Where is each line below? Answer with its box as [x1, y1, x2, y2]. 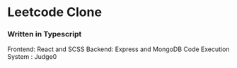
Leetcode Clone [7, 4, 103, 20]
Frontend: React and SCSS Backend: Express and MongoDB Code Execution [7, 45, 230, 53]
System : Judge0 [7, 53, 57, 61]
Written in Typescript [7, 29, 82, 39]
